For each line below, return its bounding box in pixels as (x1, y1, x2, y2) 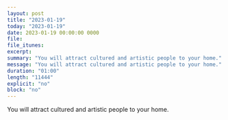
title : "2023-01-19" (7, 16, 66, 23)
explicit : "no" (7, 80, 51, 87)
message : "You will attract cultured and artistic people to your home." (7, 61, 223, 68)
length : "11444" (7, 73, 53, 81)
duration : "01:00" (7, 67, 60, 74)
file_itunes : (7, 42, 45, 49)
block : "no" (7, 86, 41, 93)
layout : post (7, 10, 45, 17)
